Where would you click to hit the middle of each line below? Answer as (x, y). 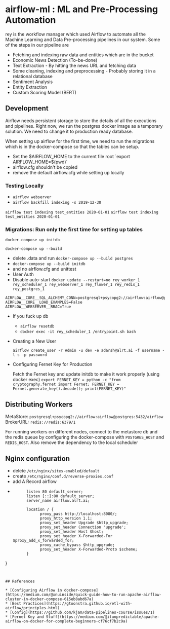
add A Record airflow (35, 481)
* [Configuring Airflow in (34, 590)
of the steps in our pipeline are (37, 45)
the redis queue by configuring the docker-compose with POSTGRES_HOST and (85, 437)
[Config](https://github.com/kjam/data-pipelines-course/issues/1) (82, 612)
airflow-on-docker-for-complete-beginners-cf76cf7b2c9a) (67, 621)
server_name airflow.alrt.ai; (58, 500)
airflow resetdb (37, 326)
